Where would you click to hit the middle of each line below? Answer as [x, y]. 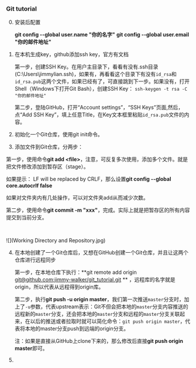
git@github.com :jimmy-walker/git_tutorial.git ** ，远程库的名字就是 [95, 280]
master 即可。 [31, 348]
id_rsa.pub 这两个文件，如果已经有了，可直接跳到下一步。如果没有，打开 [102, 81]
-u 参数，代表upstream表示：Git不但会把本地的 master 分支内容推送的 [106, 307]
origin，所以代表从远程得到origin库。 [59, 287]
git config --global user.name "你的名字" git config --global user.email [102, 35]
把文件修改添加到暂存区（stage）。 [47, 167]
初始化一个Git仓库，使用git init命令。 [59, 135]
